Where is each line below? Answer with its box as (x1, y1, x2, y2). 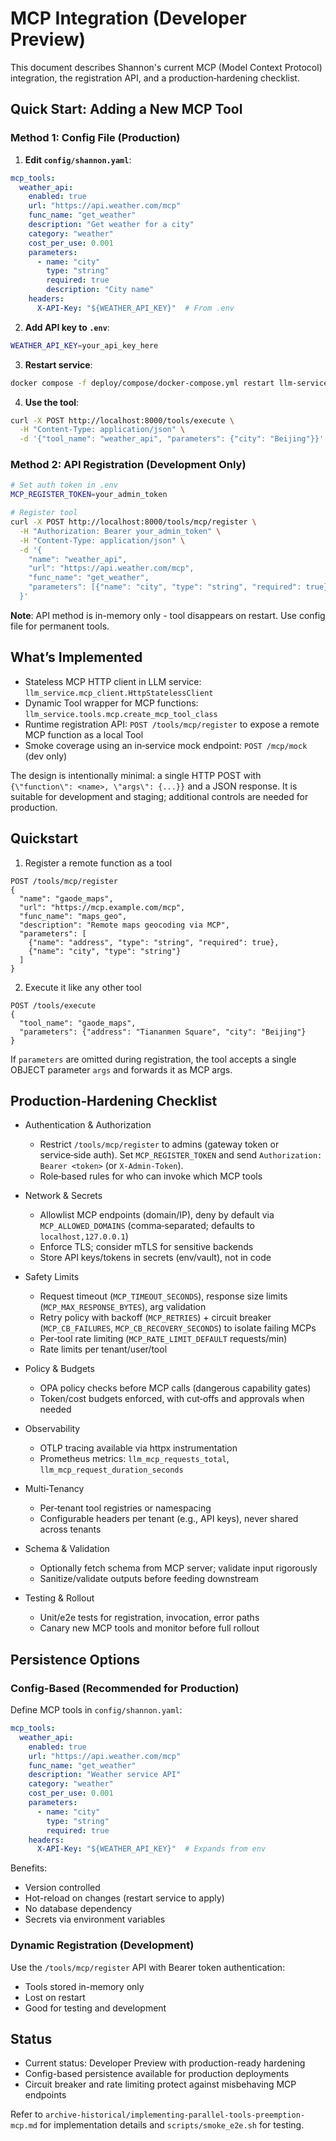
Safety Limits (24, 1271, 80, 1283)
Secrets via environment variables (24, 1913, 166, 1926)
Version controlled (24, 1882, 101, 1894)
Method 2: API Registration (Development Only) (10, 458, 247, 472)
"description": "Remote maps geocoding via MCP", (19, 920, 230, 930)
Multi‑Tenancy (24, 1483, 85, 1495)
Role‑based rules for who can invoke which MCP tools (39, 1170, 263, 1182)
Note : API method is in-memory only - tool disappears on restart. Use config (10, 609, 326, 621)
